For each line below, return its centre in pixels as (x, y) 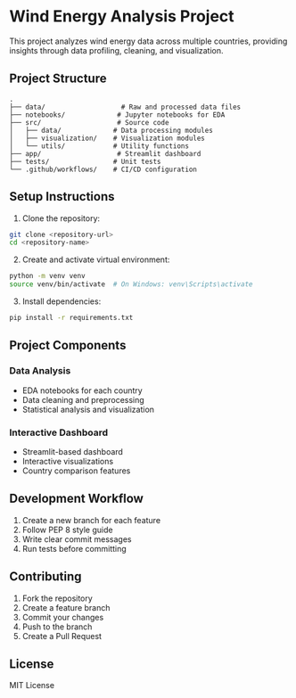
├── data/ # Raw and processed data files (125, 107)
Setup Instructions (62, 197)
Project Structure (58, 79)
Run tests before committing (74, 548)
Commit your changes (63, 617)
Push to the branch (57, 627)
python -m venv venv (48, 276)
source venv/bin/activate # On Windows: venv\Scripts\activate (131, 284)
